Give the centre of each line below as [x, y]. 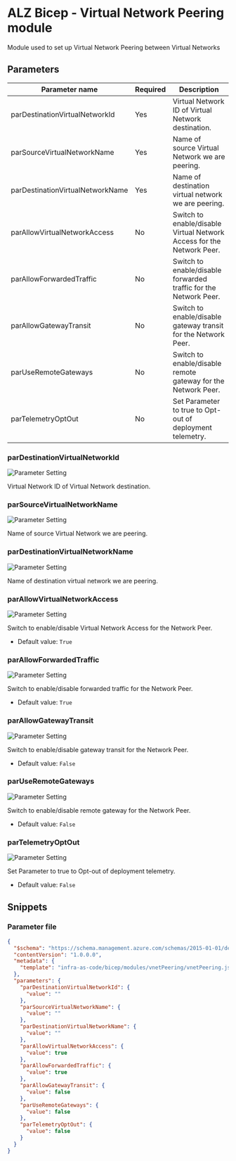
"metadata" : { [34, 961]
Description [199, 89]
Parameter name [70, 89]
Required [150, 89]
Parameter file [32, 927]
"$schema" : [29, 948]
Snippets [27, 907]
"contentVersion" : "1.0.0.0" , [58, 955]
